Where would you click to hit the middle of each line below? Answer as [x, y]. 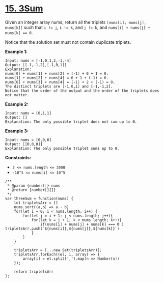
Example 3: [17, 131]
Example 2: [17, 104]
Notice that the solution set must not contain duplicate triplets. [68, 42]
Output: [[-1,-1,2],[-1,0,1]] [36, 65]
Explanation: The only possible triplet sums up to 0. [62, 148]
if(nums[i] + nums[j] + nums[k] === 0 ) [82, 224]
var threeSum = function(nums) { [39, 198]
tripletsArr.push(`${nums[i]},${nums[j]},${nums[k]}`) [62, 228]
